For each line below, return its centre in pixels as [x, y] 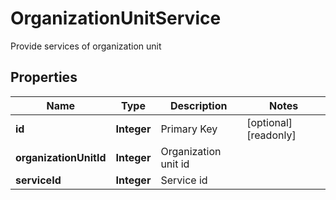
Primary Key [189, 129]
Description [199, 105]
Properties [44, 77]
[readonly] [271, 135]
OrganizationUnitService [116, 18]
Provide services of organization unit [86, 46]
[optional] [269, 122]
